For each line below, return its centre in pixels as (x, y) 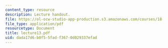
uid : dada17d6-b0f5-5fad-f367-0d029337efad (51, 38)
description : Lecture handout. (38, 14)
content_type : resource (30, 10)
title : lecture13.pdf (28, 33)
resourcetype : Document (30, 28)
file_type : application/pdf (34, 24)
